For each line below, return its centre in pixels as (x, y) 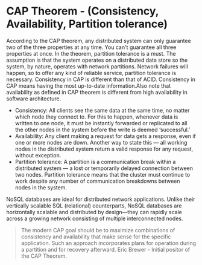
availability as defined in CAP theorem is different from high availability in (97, 92)
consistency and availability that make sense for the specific (96, 237)
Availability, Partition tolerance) (87, 24)
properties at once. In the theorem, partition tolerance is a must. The (91, 53)
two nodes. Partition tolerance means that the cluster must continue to (103, 174)
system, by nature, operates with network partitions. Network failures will (97, 66)
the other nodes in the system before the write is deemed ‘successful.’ (103, 129)
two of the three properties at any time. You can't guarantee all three (91, 47)
